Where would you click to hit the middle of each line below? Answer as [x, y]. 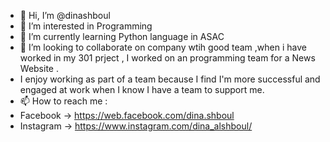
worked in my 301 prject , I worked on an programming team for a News [167, 58]
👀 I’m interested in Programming [86, 26]
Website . [39, 68]
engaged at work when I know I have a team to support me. [142, 89]
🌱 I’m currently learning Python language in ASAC [122, 36]
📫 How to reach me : [63, 101]
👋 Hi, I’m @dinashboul [65, 15]
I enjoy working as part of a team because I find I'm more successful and [170, 79]
